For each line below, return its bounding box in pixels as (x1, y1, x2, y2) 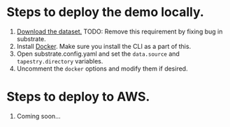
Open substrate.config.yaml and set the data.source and (16, 50, 180, 58)
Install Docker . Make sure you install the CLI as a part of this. (16, 42, 192, 50)
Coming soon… (16, 112, 61, 120)
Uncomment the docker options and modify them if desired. (16, 64, 188, 73)
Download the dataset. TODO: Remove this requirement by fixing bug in (16, 27, 223, 36)
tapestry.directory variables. (16, 57, 103, 65)
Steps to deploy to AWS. (6, 89, 150, 105)
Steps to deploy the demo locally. (6, 4, 204, 20)
